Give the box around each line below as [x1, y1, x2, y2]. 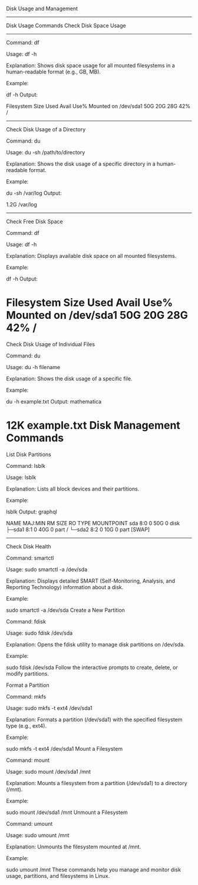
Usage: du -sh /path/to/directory [6, 149, 85, 156]
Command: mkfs [6, 693, 47, 700]
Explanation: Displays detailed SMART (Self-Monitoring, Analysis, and [6, 577, 176, 584]
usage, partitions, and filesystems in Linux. [6, 872, 110, 879]
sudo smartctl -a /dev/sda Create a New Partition [6, 606, 126, 613]
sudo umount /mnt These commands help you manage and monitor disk [6, 866, 181, 873]
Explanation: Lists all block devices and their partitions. [6, 485, 140, 492]
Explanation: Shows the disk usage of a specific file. [6, 375, 133, 382]
